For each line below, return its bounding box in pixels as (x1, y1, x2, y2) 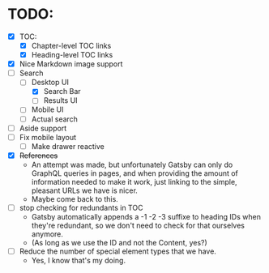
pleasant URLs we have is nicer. (31, 186, 139, 195)
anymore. (31, 228, 64, 239)
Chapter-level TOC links (31, 41, 112, 50)
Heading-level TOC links (31, 50, 113, 60)
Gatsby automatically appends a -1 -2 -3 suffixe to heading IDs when (31, 211, 261, 221)
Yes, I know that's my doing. (31, 255, 126, 265)
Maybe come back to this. (31, 194, 118, 203)
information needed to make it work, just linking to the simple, (31, 177, 237, 186)
